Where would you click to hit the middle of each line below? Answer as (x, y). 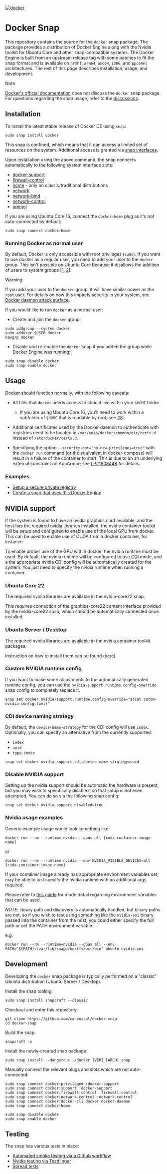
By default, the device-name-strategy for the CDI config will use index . (77, 727)
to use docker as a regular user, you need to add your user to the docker (79, 260)
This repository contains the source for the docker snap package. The (77, 42)
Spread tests (25, 1166)
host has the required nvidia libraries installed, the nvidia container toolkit (80, 526)
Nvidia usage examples (34, 818)
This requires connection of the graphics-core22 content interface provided (83, 606)
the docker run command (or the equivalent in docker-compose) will (83, 453)
